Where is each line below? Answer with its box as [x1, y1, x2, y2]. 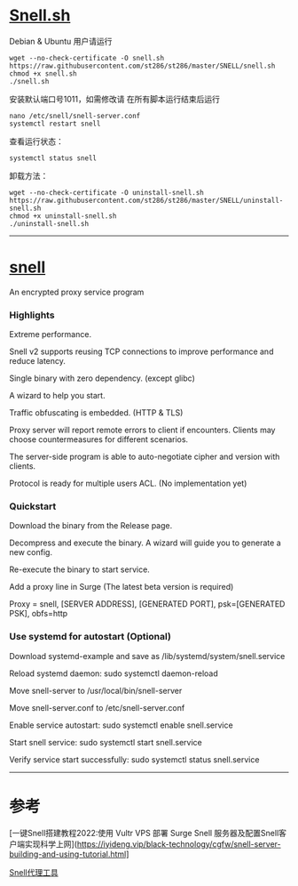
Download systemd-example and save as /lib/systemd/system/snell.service [9, 650, 286, 661]
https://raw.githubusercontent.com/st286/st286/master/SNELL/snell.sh [9, 61, 276, 70]
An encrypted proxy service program [9, 286, 145, 297]
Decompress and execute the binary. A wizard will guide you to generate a [9, 537, 281, 548]
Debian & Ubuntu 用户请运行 [9, 36, 113, 46]
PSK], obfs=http [9, 608, 68, 619]
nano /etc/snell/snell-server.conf [9, 111, 141, 120]
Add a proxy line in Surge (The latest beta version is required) [9, 582, 234, 592]
